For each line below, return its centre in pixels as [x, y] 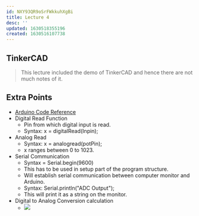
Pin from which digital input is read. [67, 124]
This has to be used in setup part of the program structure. [96, 169]
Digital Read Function [41, 118]
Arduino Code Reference [45, 112]
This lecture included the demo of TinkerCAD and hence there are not [107, 72]
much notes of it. [42, 79]
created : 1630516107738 [36, 34]
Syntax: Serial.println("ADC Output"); [69, 188]
